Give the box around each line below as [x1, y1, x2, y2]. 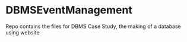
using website [5, 29, 40, 36]
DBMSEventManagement [5, 3, 133, 17]
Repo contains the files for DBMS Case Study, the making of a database [5, 23, 182, 30]
